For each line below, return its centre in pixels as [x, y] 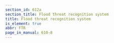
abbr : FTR [16, 28]
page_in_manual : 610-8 [29, 33]
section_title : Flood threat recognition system [57, 14]
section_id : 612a [23, 10]
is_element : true [23, 23]
